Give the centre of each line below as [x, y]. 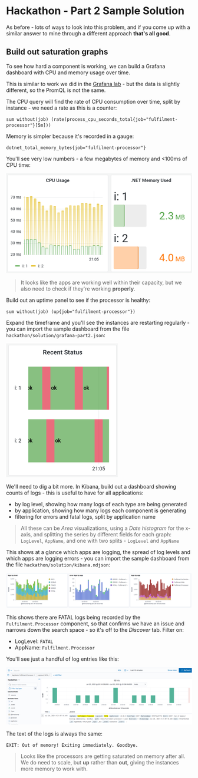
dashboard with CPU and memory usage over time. [68, 72]
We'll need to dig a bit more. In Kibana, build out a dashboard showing [91, 486]
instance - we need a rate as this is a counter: [62, 108]
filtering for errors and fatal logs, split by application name [85, 516]
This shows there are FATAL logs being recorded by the [73, 618]
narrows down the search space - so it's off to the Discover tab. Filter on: [95, 630]
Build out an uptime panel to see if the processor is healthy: [78, 300]
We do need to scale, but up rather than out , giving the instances [100, 763]
